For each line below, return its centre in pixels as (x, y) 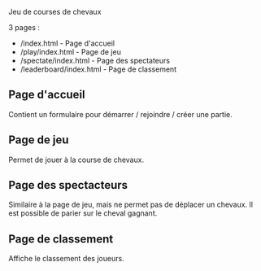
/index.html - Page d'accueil (67, 43)
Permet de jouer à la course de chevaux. (76, 160)
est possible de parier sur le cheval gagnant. (83, 213)
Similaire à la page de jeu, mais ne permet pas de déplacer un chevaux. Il (131, 205)
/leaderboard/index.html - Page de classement (98, 69)
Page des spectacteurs (68, 185)
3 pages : (24, 27)
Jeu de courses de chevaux (55, 12)
